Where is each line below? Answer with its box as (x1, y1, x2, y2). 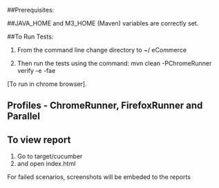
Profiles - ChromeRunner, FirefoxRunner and (7, 100, 203, 112)
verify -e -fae (17, 67, 56, 74)
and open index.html (17, 160, 76, 168)
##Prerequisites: (7, 6, 55, 14)
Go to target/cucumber (17, 152, 83, 160)
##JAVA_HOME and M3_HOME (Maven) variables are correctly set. (7, 19, 199, 27)
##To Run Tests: (7, 32, 54, 41)
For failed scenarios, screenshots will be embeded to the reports (7, 173, 191, 181)
